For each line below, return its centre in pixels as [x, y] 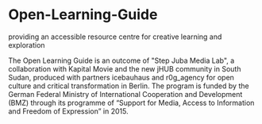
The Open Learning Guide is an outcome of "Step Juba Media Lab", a [121, 60]
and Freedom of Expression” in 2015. [68, 111]
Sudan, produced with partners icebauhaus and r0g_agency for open [121, 77]
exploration [27, 45]
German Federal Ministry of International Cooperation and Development [125, 94]
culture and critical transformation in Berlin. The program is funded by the [129, 86]
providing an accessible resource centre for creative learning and [115, 37]
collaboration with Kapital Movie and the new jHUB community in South [125, 68]
